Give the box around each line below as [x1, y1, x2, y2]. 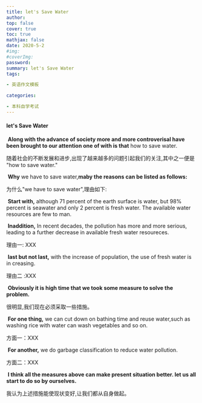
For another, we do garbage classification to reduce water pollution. [7, 346, 178, 354]
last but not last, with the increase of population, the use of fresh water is [7, 254, 192, 261]
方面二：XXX [6, 359, 39, 366]
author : [6, 15, 26, 21]
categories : [6, 93, 36, 99]
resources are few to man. [6, 211, 72, 218]
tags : [6, 71, 20, 77]
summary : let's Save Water [6, 65, 74, 71]
